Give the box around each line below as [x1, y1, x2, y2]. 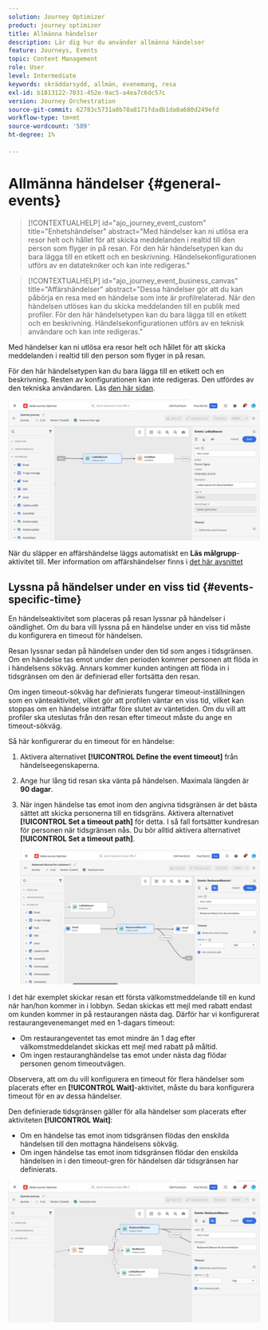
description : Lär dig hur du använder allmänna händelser [8, 38, 205, 46]
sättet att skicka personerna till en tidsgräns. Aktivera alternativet [19, 809, 234, 817]
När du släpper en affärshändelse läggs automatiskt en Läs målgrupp [8, 548, 237, 558]
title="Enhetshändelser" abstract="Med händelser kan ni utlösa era [27, 226, 249, 236]
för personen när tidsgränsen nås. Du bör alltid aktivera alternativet [19, 825, 241, 834]
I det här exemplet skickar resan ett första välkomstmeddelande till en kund [8, 992, 255, 1002]
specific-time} [8, 592, 82, 606]
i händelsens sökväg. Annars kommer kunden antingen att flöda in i [8, 663, 230, 672]
